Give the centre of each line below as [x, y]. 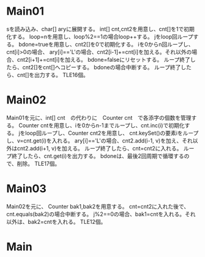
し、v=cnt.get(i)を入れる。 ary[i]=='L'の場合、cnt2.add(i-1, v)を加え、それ [99, 140]
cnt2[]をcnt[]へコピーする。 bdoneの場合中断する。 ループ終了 [102, 67]
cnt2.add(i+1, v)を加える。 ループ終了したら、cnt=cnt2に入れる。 [99, 148]
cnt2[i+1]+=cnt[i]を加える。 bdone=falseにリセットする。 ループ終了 [104, 59]
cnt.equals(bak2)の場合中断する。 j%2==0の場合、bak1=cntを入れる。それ [101, 214]
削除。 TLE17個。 [39, 163]
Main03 [27, 189]
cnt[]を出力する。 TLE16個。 [53, 75]
